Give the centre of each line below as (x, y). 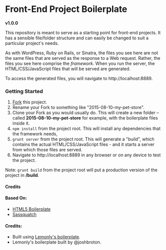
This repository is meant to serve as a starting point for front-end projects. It (83, 32)
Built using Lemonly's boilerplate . (46, 237)
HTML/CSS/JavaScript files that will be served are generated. (68, 69)
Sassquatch (24, 215)
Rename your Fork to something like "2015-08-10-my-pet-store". (78, 108)
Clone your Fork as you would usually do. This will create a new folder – (85, 113)
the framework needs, (35, 134)
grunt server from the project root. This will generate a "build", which (83, 139)
